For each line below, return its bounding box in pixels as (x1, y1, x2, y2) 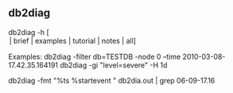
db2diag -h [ (8, 27, 49, 37)
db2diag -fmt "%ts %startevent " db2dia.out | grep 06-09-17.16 (8, 76, 216, 85)
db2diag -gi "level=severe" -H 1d (59, 60, 168, 70)
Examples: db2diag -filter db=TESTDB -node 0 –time (8, 52, 181, 61)
